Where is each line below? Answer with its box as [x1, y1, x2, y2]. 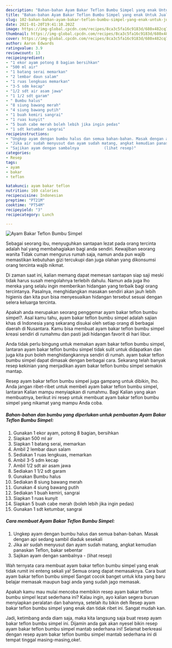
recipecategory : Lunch [6, 212, 54, 217]
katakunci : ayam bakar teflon [6, 183, 70, 189]
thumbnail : [6, 31, 29, 36]
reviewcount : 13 [6, 50, 40, 55]
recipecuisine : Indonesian [6, 193, 63, 198]
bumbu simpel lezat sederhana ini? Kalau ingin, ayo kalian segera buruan [6, 594, 159, 600]
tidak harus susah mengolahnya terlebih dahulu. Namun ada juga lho [6, 278, 150, 284]
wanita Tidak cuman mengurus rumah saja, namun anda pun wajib [6, 252, 145, 258]
